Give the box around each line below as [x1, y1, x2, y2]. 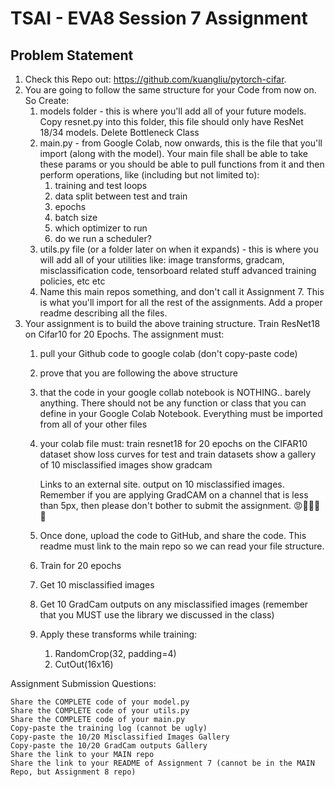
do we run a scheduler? [54, 233, 152, 244]
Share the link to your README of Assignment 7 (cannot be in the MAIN [10, 758, 315, 768]
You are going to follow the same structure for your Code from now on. [24, 84, 317, 96]
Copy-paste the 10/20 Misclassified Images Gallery [10, 732, 230, 742]
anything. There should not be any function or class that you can [39, 397, 307, 409]
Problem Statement [10, 47, 134, 64]
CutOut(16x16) [54, 658, 114, 670]
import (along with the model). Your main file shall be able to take [39, 148, 308, 159]
